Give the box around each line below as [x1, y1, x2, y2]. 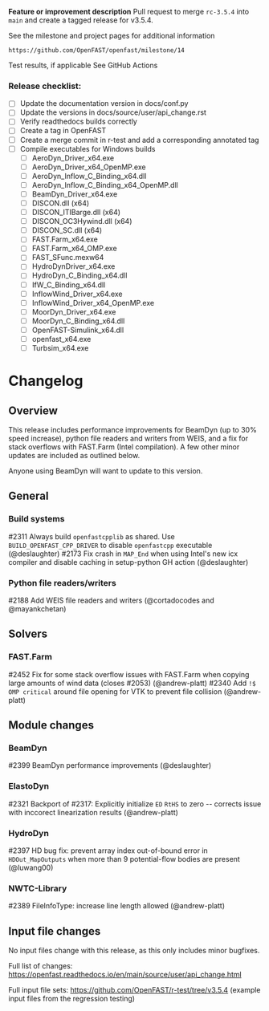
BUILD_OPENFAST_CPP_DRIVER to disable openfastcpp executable [8, 540, 213, 550]
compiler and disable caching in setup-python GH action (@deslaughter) [8, 557, 249, 566]
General [8, 489, 50, 503]
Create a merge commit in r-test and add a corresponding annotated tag [19, 135, 259, 144]
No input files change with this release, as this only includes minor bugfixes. [8, 946, 260, 956]
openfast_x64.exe [31, 334, 92, 343]
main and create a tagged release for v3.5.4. [8, 15, 154, 25]
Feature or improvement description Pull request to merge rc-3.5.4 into [8, 7, 250, 16]
